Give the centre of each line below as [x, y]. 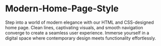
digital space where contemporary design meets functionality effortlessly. [81, 38]
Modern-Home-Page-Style [62, 9]
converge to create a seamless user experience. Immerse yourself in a [77, 33]
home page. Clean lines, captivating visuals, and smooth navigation [74, 27]
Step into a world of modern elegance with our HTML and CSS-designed [80, 22]
